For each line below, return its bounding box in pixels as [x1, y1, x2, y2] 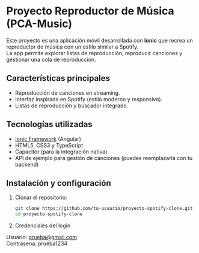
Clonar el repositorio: [14, 194, 67, 201]
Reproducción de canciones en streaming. [14, 89, 120, 97]
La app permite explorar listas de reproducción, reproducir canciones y [6, 49, 183, 56]
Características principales [6, 73, 110, 83]
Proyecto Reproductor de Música [6, 4, 174, 18]
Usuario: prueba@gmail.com [6, 234, 77, 241]
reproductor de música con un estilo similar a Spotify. [6, 43, 139, 50]
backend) [14, 161, 39, 168]
